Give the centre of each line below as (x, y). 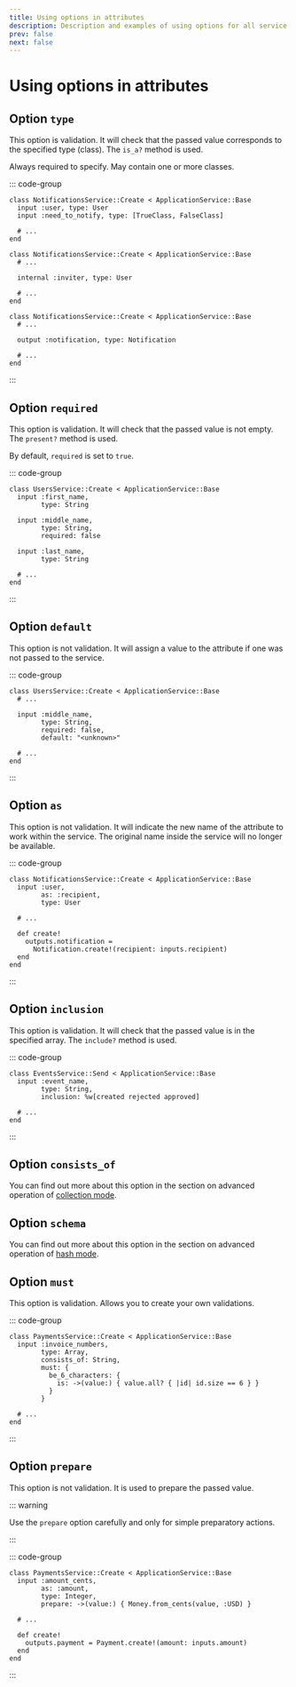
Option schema (48, 1223)
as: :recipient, (71, 895)
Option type (42, 119)
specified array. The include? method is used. (93, 1040)
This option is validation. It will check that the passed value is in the (132, 1030)
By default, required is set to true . (72, 456)
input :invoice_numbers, (63, 1344)
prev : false (31, 34)
